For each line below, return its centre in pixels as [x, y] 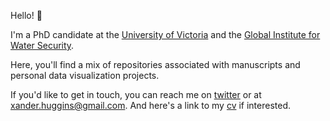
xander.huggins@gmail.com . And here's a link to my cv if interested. [151, 105]
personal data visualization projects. [85, 75]
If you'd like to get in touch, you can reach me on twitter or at [136, 94]
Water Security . [42, 45]
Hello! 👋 [26, 15]
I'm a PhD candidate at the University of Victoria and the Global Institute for [165, 34]
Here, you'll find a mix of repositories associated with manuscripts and [155, 64]
